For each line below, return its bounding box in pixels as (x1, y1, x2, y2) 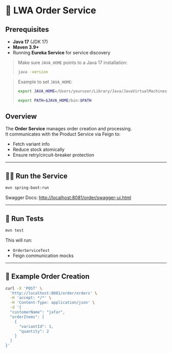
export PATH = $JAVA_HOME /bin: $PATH (17, 97, 92, 103)
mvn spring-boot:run (5, 185, 50, 190)
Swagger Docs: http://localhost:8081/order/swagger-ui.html (5, 194, 132, 201)
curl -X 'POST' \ (5, 286, 42, 291)
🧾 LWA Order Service (5, 5, 96, 16)
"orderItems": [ (10, 314, 45, 320)
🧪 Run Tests (5, 214, 44, 223)
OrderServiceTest (12, 248, 50, 253)
